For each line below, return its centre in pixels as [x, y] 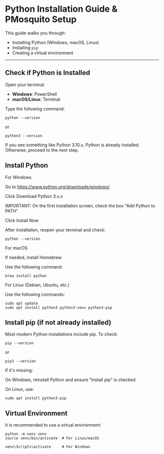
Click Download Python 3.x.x [34, 196]
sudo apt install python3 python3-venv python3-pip [59, 307]
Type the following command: [35, 109]
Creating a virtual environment [43, 53]
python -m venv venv [26, 434]
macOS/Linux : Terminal [36, 99]
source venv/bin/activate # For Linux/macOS [52, 438]
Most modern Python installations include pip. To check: [61, 334]
